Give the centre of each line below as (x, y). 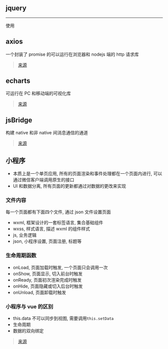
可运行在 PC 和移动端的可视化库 (38, 93)
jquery (16, 8)
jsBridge (19, 120)
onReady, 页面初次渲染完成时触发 (47, 280)
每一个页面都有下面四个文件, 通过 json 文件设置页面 (58, 212)
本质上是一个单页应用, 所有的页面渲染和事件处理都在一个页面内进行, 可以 (87, 174)
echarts (18, 81)
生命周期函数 (21, 256)
